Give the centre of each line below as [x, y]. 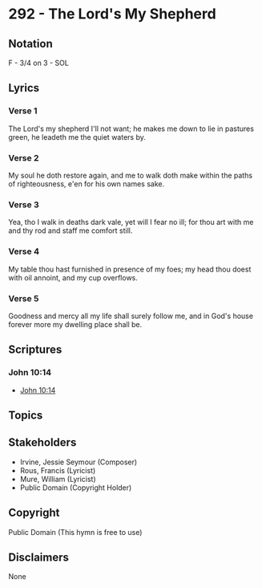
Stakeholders [42, 443]
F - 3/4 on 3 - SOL [39, 63]
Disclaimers [39, 557]
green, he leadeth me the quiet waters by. [77, 137]
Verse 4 [24, 251]
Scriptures [35, 350]
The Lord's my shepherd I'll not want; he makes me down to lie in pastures [131, 129]
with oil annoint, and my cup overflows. [73, 277]
